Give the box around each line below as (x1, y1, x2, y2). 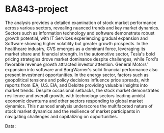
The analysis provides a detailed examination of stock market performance (5, 20, 157, 26)
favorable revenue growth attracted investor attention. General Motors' (5, 61, 148, 67)
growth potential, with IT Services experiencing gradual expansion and (5, 35, 148, 41)
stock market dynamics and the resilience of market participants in (5, 108, 140, 114)
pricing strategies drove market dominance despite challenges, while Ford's (5, 56, 159, 62)
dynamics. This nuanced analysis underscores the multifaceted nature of (5, 103, 153, 109)
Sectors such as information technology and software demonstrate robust (5, 30, 155, 36)
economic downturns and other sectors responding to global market (5, 98, 143, 104)
